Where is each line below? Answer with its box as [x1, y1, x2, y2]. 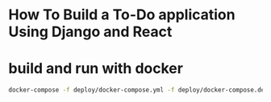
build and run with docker [8, 59, 184, 78]
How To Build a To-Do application [8, 6, 236, 24]
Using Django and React [8, 22, 173, 41]
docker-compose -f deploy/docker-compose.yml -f [8, 86, 175, 94]
